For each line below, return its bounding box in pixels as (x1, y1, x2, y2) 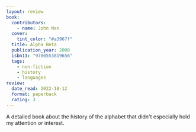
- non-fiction (17, 63, 52, 70)
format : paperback (11, 91, 57, 97)
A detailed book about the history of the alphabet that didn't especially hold (6, 113, 191, 120)
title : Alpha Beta (11, 42, 57, 48)
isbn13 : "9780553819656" (11, 53, 73, 59)
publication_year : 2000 (11, 47, 70, 53)
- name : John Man (17, 25, 60, 31)
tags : (11, 58, 25, 64)
